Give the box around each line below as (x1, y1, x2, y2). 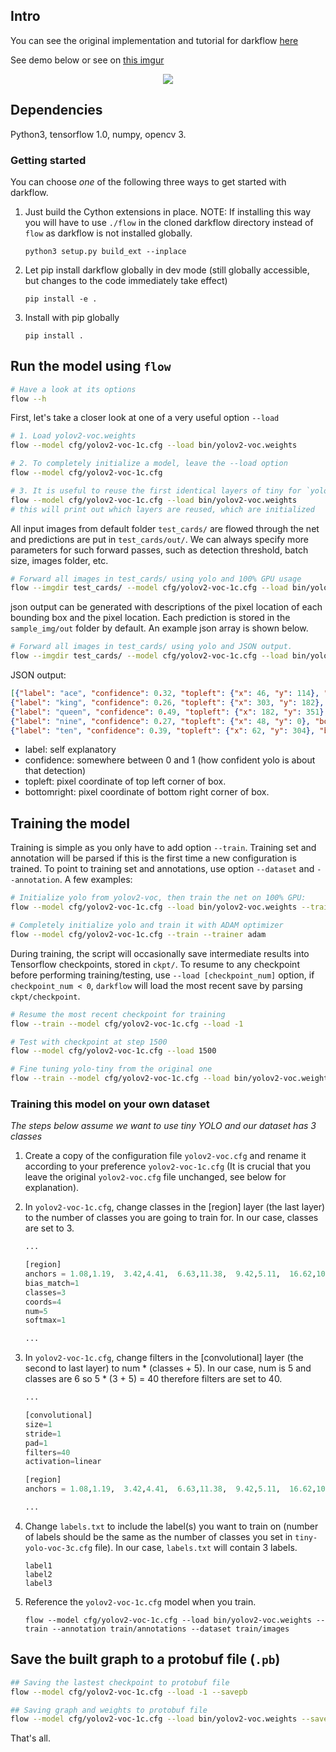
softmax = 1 (24, 1315, 67, 1326)
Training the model (10, 815, 130, 832)
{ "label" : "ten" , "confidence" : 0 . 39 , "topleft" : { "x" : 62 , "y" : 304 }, (10, 725, 316, 736)
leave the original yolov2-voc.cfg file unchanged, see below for (24, 1171, 287, 1183)
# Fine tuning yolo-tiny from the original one (10, 1064, 213, 1074)
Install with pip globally (24, 311, 120, 323)
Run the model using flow (10, 358, 172, 375)
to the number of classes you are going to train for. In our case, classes (24, 1212, 319, 1224)
